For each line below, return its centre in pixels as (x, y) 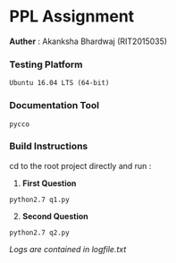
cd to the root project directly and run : (80, 165)
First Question (49, 183)
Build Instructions (49, 147)
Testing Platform (46, 64)
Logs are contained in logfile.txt (68, 249)
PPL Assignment (72, 17)
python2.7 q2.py (39, 233)
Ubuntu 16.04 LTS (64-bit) (59, 83)
